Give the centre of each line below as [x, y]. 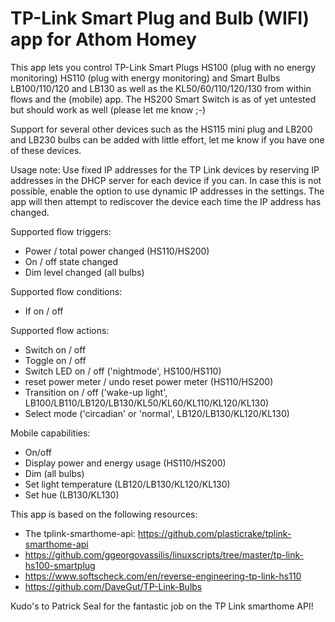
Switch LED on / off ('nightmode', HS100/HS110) [123, 371]
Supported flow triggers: [61, 231]
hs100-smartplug [60, 565]
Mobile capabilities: [50, 433]
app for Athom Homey [103, 39]
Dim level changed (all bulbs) [84, 272]
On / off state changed [71, 261]
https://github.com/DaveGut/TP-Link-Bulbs [113, 586]
